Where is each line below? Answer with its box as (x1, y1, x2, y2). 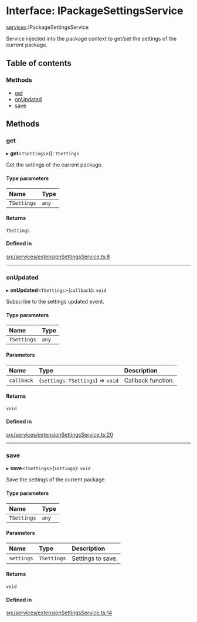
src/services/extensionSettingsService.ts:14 (6, 609, 113, 616)
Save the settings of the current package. (6, 476, 107, 483)
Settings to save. (72, 554, 118, 563)
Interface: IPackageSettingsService (6, 4, 184, 18)
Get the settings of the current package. (6, 161, 103, 168)
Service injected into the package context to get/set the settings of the (6, 35, 177, 42)
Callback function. (124, 376, 175, 384)
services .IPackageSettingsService (6, 24, 89, 31)
